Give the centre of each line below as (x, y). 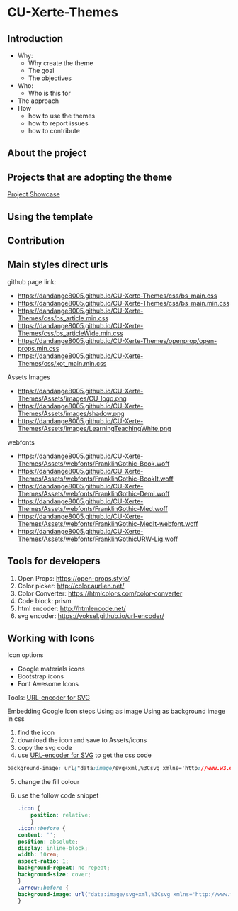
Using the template (50, 217)
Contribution (36, 241)
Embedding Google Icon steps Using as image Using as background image (117, 711)
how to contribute (54, 131)
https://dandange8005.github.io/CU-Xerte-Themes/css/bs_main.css (117, 296)
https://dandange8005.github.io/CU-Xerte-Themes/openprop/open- (117, 340)
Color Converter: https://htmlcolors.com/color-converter (100, 593)
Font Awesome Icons (48, 684)
